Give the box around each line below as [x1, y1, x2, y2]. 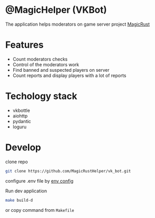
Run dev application [5, 188, 47, 194]
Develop [5, 142, 41, 153]
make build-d [5, 197, 33, 203]
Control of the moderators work [12, 61, 80, 68]
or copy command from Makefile [5, 207, 74, 213]
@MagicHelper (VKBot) [5, 4, 107, 16]
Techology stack [5, 90, 77, 102]
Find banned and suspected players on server [12, 67, 110, 73]
